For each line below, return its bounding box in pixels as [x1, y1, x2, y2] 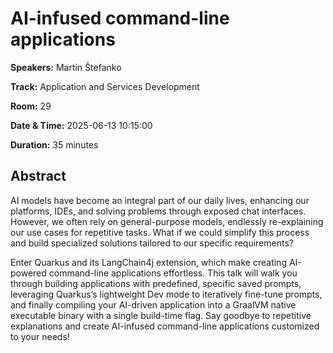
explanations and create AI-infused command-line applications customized [10, 320, 320, 332]
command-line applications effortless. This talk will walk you [48, 267, 298, 279]
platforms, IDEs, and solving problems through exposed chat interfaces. [10, 205, 307, 217]
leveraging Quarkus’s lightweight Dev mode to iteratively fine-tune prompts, [10, 288, 323, 300]
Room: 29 [10, 100, 52, 112]
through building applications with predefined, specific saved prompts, [10, 277, 302, 289]
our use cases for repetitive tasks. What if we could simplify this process [10, 226, 310, 238]
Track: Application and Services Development [10, 80, 200, 92]
